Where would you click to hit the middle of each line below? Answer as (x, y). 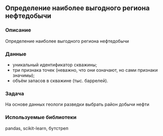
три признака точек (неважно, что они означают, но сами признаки (85, 70)
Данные (16, 54)
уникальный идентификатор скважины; (55, 65)
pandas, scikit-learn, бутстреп (37, 128)
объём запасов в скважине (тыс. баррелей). (60, 80)
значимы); (24, 75)
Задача (15, 93)
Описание (18, 30)
